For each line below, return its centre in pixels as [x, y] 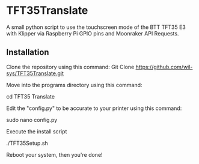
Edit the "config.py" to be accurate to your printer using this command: [94, 108]
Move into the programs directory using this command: [74, 85]
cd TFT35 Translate [31, 96]
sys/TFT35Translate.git [35, 73]
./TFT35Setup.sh [27, 143]
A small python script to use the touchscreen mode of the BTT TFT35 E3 [96, 27]
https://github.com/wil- [164, 67]
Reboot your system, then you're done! [55, 154]
